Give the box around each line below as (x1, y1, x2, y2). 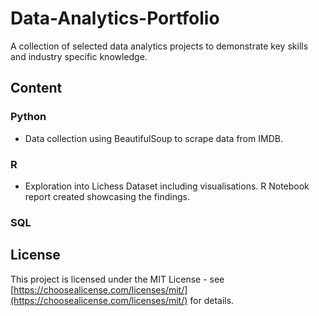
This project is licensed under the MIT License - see (10, 273, 225, 285)
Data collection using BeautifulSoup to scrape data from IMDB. (24, 132, 283, 144)
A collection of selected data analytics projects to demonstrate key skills (10, 40, 309, 52)
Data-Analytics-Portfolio (10, 7, 220, 30)
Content (10, 80, 63, 97)
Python (10, 110, 47, 124)
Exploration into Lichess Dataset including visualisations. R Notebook (24, 180, 310, 192)
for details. (189, 294, 235, 306)
